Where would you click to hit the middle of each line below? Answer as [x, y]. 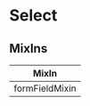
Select [33, 16]
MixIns [29, 49]
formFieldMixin [45, 88]
